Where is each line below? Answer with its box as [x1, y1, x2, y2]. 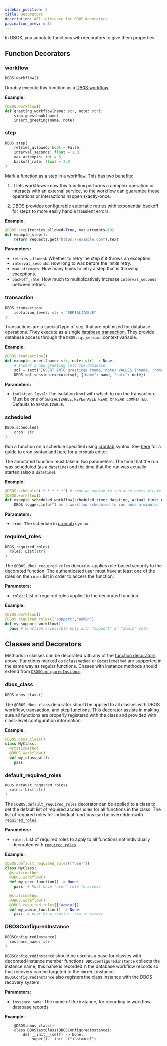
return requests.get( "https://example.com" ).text [14, 237, 119, 242]
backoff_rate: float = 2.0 [14, 159, 70, 164]
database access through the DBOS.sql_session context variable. [5, 334, 138, 340]
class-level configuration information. [5, 717, 82, 723]
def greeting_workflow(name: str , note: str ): [5, 108, 103, 114]
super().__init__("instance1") [31, 1037, 97, 1042]
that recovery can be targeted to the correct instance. [5, 969, 115, 975]
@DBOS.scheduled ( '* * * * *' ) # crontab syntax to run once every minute [5, 488, 162, 493]
